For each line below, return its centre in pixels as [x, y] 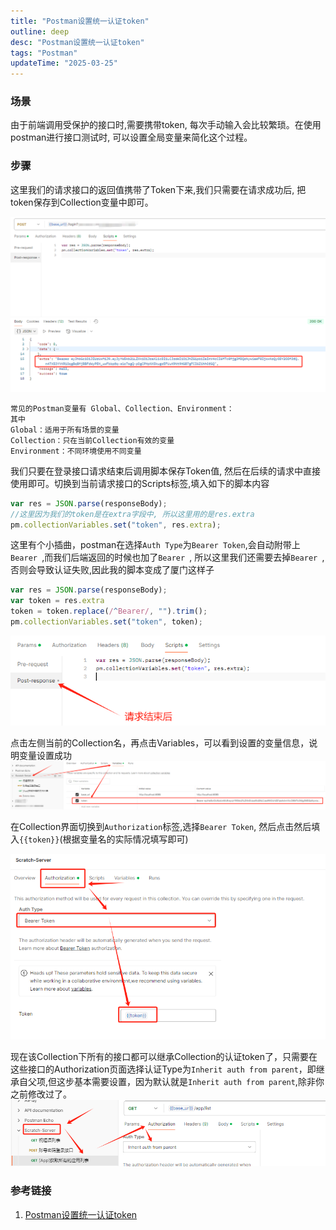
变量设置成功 [45, 755]
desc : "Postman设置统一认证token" [77, 42]
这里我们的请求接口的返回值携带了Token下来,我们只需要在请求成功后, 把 [158, 189]
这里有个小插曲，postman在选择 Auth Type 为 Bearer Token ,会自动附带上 [155, 545]
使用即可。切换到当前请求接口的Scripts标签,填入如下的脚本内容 [140, 483]
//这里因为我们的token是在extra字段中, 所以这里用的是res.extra [132, 514]
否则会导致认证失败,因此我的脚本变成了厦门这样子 [112, 570]
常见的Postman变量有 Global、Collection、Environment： [122, 408]
